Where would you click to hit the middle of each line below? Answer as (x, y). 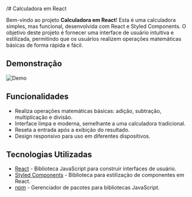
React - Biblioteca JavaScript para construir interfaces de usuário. (95, 169)
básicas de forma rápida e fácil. (45, 45)
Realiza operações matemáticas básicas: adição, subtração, (88, 111)
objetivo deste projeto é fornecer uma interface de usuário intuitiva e (90, 33)
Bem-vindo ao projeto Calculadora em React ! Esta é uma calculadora (91, 20)
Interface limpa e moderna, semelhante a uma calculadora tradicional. (100, 123)
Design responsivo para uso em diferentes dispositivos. (82, 136)
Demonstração (34, 64)
